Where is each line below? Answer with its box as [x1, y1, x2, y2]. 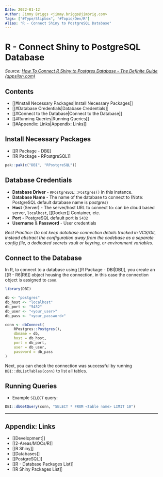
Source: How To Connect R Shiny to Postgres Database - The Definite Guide [5, 68, 158, 74]
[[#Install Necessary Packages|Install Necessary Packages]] [12, 100, 133, 106]
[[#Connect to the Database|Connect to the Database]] [12, 110, 122, 116]
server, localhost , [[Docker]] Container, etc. [12, 210, 100, 216]
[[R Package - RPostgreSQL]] [12, 153, 71, 159]
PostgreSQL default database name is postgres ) [12, 199, 108, 205]
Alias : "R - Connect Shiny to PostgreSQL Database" [5, 20, 112, 26]
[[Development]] [12, 435, 45, 441]
